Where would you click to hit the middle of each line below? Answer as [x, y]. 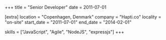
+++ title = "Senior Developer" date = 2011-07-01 [56, 7]
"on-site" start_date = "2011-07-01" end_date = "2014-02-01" [68, 22]
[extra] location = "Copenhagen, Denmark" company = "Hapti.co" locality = [83, 17]
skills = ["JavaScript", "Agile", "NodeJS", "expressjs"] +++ [64, 32]
